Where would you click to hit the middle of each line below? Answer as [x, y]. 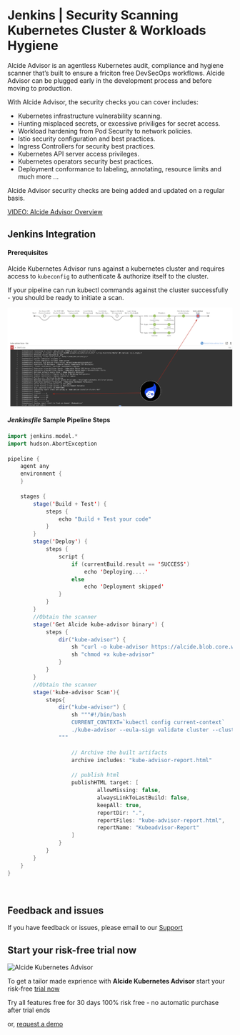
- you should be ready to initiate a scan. [66, 297]
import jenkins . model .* [43, 436]
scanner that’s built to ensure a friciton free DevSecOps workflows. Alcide [116, 73]
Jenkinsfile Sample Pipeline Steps [59, 420]
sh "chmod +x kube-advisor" [113, 655]
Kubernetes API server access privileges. [78, 154]
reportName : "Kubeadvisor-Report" [148, 828]
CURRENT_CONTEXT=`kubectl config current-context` [148, 722]
